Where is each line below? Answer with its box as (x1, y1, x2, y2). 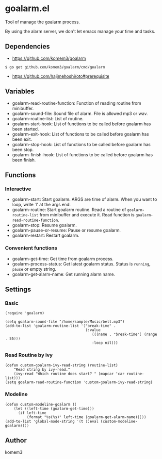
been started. (12, 126, 39, 131)
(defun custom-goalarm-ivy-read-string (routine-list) (5, 362, 118, 368)
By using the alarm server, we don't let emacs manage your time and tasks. (5, 28, 156, 34)
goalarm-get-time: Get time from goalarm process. (12, 256, 114, 262)
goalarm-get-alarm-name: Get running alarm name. (12, 271, 115, 277)
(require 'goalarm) (5, 311, 45, 316)
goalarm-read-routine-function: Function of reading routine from (12, 100, 142, 106)
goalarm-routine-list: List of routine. (12, 115, 84, 121)
